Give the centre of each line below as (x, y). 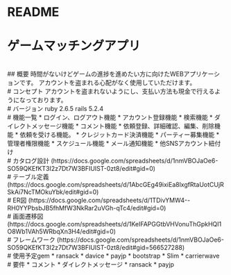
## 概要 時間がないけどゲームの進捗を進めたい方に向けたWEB (95, 74)
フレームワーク (34, 240)
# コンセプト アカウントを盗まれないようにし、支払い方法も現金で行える (111, 92)
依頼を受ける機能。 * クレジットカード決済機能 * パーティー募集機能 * (120, 135)
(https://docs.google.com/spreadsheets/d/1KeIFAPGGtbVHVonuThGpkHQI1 (114, 224)
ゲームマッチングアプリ (74, 46)
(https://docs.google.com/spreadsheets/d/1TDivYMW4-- (109, 200)
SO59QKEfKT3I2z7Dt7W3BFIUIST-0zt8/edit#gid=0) (82, 169)
